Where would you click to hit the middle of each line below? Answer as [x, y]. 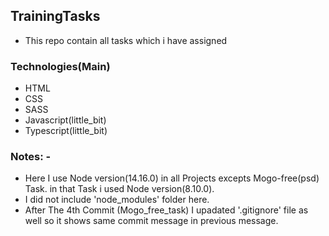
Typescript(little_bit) [66, 131]
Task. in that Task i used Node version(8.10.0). [119, 189]
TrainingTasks [55, 16]
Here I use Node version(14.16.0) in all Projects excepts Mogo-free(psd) [172, 178]
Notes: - [31, 157]
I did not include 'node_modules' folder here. [117, 200]
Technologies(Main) [60, 66]
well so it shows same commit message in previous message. [151, 221]
